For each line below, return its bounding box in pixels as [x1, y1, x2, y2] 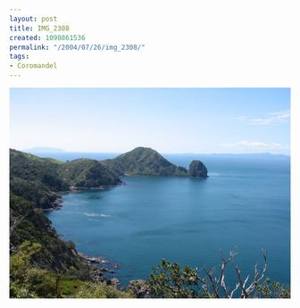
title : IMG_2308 [9, 23, 70, 33]
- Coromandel [9, 62, 58, 71]
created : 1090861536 [9, 33, 87, 42]
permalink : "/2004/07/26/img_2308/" [9, 43, 146, 52]
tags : [9, 52, 29, 62]
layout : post [9, 14, 58, 23]
